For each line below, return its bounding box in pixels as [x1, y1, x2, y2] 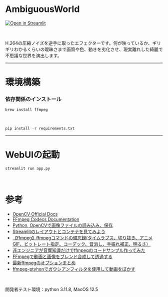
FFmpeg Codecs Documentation [12, 216, 79, 222]
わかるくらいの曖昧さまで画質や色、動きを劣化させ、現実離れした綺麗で [13, 46, 163, 52]
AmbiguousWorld [5, 3, 80, 15]
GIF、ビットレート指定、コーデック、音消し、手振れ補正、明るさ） [12, 241, 151, 247]
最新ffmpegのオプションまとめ [12, 259, 76, 265]
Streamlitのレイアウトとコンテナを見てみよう [12, 228, 106, 234]
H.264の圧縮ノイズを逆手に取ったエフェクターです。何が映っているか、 [5, 40, 152, 46]
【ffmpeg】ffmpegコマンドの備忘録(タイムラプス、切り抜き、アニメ [12, 234, 153, 240]
